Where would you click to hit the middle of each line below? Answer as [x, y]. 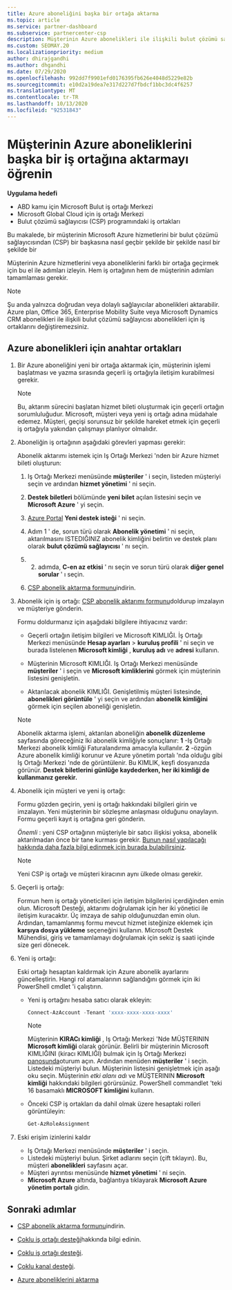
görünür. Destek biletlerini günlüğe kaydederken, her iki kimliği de [113, 770]
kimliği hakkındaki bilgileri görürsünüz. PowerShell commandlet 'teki [125, 1083]
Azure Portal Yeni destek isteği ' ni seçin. [87, 518]
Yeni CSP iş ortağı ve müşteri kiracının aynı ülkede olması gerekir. [110, 874]
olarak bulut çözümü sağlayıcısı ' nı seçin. [88, 546]
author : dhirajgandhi [38, 59]
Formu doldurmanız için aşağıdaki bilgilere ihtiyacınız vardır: [102, 621]
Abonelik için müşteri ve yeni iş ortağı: [71, 790]
